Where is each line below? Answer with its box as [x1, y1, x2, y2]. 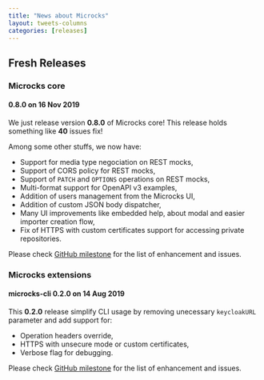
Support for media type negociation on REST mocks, [19, 157, 194, 166]
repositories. [19, 234, 62, 243]
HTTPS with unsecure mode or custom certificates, [19, 339, 190, 349]
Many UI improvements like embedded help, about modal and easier [19, 208, 246, 218]
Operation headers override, [19, 331, 114, 341]
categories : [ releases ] [8, 26, 88, 34]
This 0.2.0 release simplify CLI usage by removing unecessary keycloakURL [8, 307, 257, 317]
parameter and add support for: [8, 315, 113, 325]
